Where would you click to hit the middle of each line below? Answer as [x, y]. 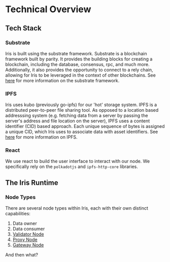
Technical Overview [48, 9]
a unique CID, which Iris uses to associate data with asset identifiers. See [82, 132]
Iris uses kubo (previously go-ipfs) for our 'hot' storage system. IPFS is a [81, 105]
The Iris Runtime [32, 183]
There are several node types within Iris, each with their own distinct [77, 208]
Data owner [25, 223]
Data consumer [29, 229]
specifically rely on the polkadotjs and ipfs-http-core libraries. [72, 167]
